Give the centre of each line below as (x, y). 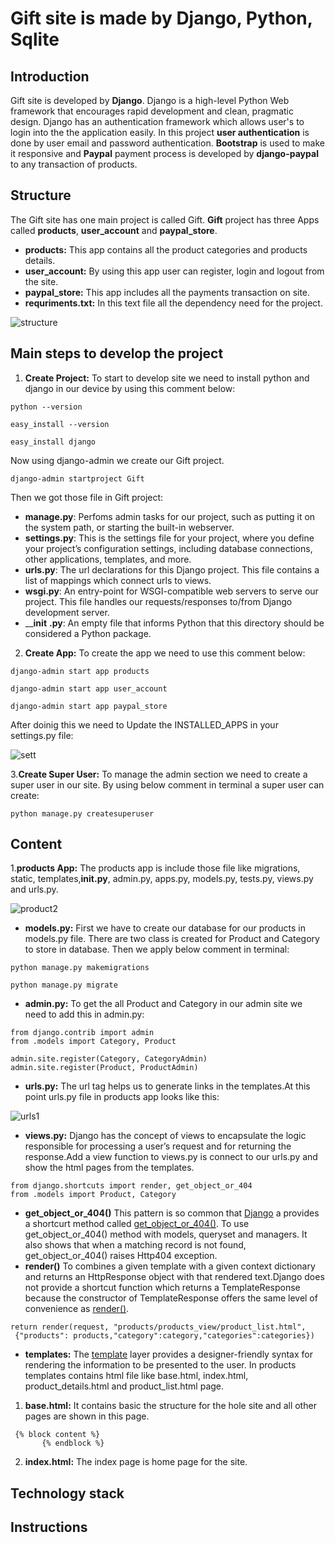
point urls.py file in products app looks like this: (122, 1097)
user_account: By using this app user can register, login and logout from (174, 271)
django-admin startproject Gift (77, 478)
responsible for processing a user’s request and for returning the (158, 1146)
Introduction (50, 76)
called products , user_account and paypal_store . (114, 230)
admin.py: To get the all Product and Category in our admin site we (163, 1004)
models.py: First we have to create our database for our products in (165, 928)
